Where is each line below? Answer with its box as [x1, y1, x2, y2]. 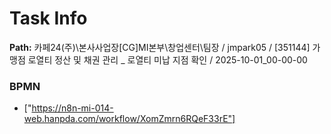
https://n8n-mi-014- [31, 102, 114, 114]
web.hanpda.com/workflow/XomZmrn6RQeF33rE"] [23, 113, 236, 125]
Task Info [9, 7, 88, 30]
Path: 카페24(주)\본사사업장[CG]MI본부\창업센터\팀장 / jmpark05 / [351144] [9, 41, 311, 53]
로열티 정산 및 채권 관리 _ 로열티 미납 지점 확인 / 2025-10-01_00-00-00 [27, 53, 308, 66]
